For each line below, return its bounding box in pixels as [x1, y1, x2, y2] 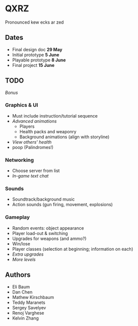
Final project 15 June [12, 62, 55, 68]
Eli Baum [12, 284, 30, 290]
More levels [12, 256, 36, 262]
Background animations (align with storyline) [19, 134, 110, 140]
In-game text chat [12, 173, 49, 179]
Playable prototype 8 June [12, 57, 66, 63]
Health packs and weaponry [19, 128, 77, 134]
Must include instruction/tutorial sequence [12, 113, 98, 119]
